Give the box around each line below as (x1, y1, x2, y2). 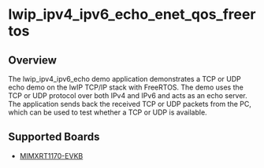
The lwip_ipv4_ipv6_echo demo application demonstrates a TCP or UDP (8, 75, 242, 83)
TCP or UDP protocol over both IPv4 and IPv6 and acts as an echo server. (8, 91, 248, 100)
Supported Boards (8, 130, 100, 144)
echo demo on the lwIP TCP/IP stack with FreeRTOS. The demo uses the (8, 82, 244, 92)
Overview (8, 53, 58, 67)
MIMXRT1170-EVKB (19, 151, 84, 160)
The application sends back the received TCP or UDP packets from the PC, (8, 100, 252, 108)
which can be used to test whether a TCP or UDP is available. (8, 108, 207, 117)
